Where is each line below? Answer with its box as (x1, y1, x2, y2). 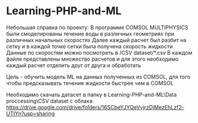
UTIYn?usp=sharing (6, 110, 55, 117)
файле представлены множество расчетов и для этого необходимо (6, 55, 179, 62)
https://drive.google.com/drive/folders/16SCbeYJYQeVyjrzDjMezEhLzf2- (6, 103, 184, 111)
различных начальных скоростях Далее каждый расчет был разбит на (6, 36, 187, 43)
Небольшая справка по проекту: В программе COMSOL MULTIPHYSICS (6, 24, 188, 31)
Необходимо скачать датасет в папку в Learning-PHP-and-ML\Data (6, 91, 177, 98)
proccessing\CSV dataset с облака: (6, 97, 94, 105)
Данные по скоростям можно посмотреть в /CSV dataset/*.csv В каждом (6, 49, 193, 56)
